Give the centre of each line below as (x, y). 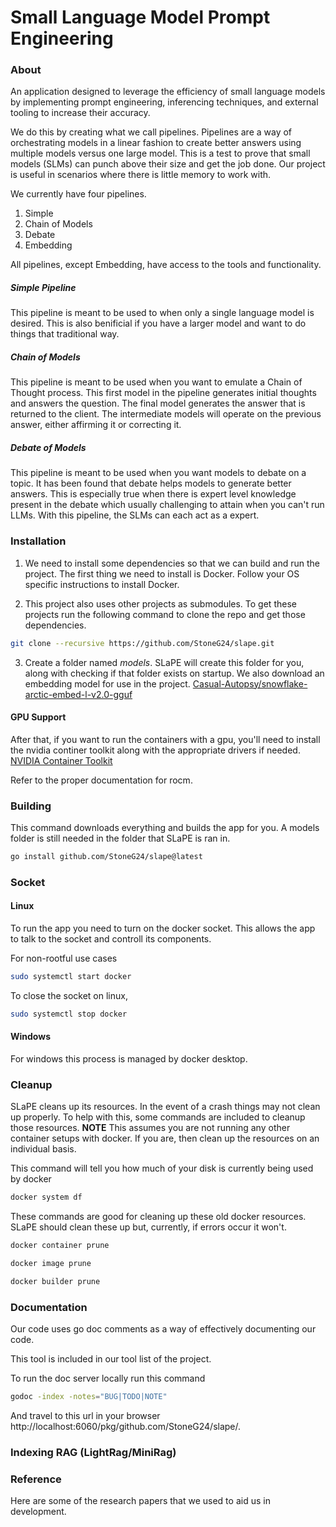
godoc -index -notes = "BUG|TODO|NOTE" (89, 1397)
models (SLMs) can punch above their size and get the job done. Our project (168, 164)
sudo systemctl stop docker (69, 1014)
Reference (36, 1479)
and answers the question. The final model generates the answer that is (158, 403)
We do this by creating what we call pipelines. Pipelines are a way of (151, 132)
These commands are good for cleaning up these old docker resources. (158, 1217)
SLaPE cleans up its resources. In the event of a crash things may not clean (165, 1107)
